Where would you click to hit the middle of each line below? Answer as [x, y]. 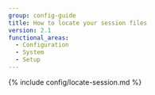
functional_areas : [39, 38]
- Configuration [42, 45]
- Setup [28, 60]
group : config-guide [43, 15]
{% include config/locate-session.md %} [75, 82]
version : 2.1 [30, 30]
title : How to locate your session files [78, 23]
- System [30, 52]
